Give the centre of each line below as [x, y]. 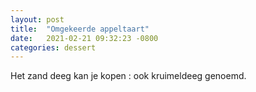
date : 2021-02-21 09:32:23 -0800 [84, 38]
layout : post [37, 19]
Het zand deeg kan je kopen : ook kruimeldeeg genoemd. [128, 76]
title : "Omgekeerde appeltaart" [80, 29]
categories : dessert [53, 47]
